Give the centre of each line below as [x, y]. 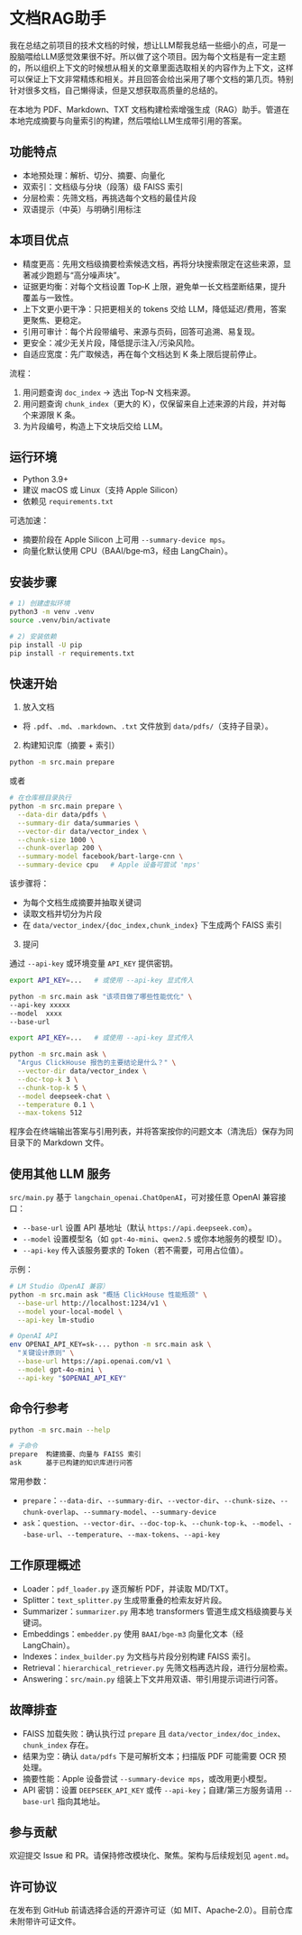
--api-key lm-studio [56, 1320]
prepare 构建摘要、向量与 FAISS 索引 [75, 1454]
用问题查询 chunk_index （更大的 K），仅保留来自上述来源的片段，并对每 [154, 403]
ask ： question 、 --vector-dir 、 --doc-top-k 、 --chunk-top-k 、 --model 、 [155, 1523]
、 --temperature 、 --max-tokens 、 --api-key [140, 1534]
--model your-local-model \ [70, 1311]
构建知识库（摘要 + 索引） [71, 746]
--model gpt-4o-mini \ [60, 1370]
